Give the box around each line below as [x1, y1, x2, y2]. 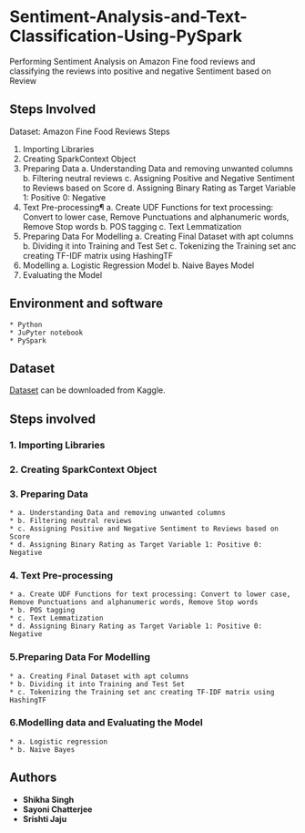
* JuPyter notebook [9, 328, 84, 337]
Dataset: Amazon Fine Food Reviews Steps [9, 126, 170, 137]
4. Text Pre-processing [9, 569, 114, 581]
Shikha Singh [22, 794, 75, 805]
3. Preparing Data [9, 488, 89, 500]
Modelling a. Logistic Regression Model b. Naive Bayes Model [22, 260, 255, 271]
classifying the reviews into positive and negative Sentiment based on [9, 66, 271, 77]
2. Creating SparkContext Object [9, 463, 158, 476]
